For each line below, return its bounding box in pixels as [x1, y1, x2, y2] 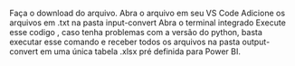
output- [242, 36, 271, 47]
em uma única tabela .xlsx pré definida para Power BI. [40, 46, 242, 57]
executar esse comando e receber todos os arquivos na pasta [9, 36, 241, 47]
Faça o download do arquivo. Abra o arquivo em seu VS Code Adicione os [9, 8, 286, 18]
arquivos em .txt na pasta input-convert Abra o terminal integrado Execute [9, 17, 287, 28]
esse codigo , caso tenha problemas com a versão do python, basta [9, 27, 262, 37]
